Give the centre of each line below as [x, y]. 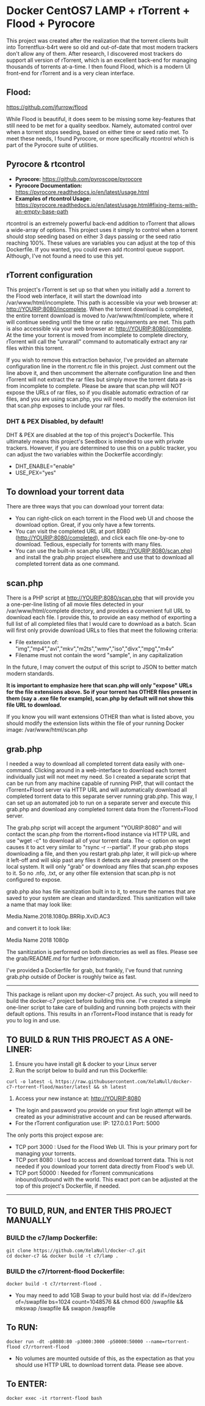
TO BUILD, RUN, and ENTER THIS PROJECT [89, 1211]
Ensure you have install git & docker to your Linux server [86, 1064]
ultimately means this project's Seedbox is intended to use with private [95, 441]
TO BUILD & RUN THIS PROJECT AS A [79, 1040]
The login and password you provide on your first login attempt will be [103, 1110]
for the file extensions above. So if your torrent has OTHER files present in [102, 692]
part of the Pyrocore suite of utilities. [52, 145]
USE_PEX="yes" [36, 472]
